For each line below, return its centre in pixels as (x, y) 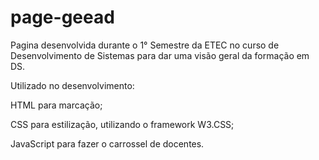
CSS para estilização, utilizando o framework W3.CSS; (122, 124)
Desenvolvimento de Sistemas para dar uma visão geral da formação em (160, 55)
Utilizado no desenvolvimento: (72, 85)
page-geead (62, 17)
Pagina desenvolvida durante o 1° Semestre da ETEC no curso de (145, 45)
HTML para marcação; (56, 105)
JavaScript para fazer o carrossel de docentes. (107, 143)
